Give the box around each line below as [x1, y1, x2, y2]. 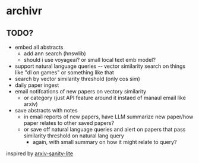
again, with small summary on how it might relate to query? [32, 139, 177, 145]
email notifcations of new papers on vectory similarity [14, 88, 147, 95]
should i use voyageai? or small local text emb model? [23, 57, 156, 63]
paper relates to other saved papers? [23, 120, 115, 126]
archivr [6, 4, 43, 18]
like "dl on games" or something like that [14, 69, 114, 76]
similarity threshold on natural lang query [23, 132, 125, 139]
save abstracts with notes [14, 107, 78, 114]
